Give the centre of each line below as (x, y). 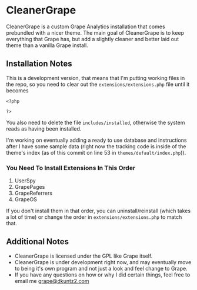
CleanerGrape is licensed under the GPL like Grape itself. (84, 256)
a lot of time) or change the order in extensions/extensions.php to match (94, 217)
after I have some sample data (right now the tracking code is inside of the (96, 146)
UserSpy (25, 181)
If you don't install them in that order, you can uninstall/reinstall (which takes (98, 211)
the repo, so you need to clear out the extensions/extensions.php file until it (98, 84)
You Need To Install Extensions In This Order (71, 168)
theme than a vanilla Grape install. (47, 45)
